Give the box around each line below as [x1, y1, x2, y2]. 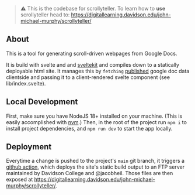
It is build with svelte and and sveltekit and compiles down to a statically [6, 61, 180, 68]
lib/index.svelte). [6, 80, 46, 87]
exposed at [6, 176, 33, 183]
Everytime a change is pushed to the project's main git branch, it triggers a [6, 158, 185, 165]
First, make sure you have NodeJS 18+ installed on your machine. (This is [6, 112, 183, 119]
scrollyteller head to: [20, 11, 70, 18]
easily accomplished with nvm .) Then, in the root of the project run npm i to [6, 118, 187, 125]
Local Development [6, 97, 78, 107]
